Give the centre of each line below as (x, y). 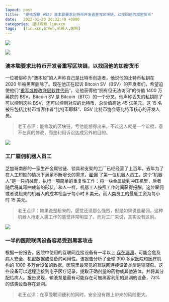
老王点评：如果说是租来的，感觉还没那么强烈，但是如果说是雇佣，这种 (90, 210)
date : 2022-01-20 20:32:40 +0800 (43, 19)
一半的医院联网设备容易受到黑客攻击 (49, 241)
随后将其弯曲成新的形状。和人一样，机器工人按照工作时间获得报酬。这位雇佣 (84, 187)
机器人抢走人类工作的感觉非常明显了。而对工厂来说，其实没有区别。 (88, 216)
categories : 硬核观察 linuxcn (35, 24)
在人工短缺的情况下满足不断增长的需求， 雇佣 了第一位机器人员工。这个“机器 (84, 175)
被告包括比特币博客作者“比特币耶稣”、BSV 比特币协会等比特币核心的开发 (80, 109)
